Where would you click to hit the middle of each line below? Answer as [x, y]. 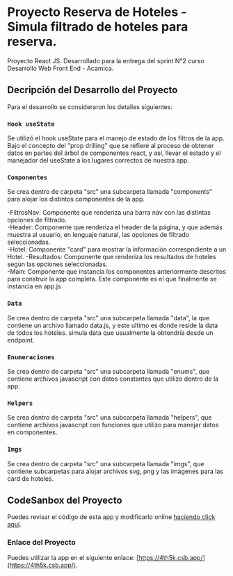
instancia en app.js [34, 286]
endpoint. [21, 340]
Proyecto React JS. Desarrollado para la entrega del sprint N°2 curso [106, 60]
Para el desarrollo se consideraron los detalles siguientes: [90, 107]
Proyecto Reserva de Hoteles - [97, 12]
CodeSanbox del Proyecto [65, 500]
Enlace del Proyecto [42, 543]
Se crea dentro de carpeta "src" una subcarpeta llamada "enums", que [109, 371]
